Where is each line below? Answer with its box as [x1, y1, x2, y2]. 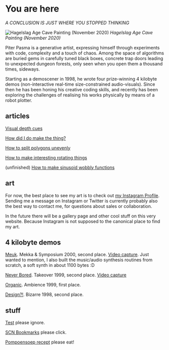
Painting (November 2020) [5, 35, 61, 41]
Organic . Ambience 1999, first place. [5, 282, 81, 288]
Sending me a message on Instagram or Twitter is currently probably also [5, 198, 158, 204]
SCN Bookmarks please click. [5, 329, 67, 335]
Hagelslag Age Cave [110, 29, 153, 35]
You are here [5, 3, 60, 15]
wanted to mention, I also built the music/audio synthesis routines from [5, 257, 153, 263]
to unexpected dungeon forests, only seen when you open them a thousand [5, 61, 163, 67]
